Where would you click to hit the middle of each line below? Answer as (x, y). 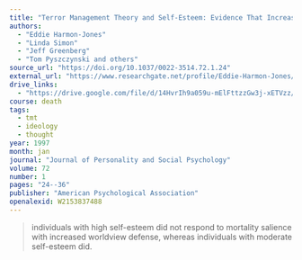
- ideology (38, 127)
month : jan (30, 151)
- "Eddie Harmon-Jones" (62, 34)
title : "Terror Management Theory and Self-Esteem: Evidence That (136, 18)
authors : (26, 26)
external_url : (36, 76)
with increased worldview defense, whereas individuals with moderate (162, 237)
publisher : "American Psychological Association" (104, 193)
